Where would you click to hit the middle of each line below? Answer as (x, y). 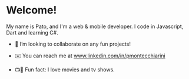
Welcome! (31, 10)
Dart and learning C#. (32, 32)
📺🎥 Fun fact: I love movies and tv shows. (64, 69)
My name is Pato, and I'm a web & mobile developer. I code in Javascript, (95, 26)
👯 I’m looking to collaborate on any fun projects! (73, 44)
